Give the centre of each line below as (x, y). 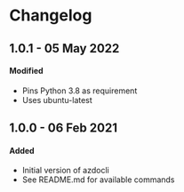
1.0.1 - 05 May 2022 (64, 48)
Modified (26, 71)
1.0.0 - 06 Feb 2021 (64, 128)
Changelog (51, 16)
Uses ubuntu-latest (57, 100)
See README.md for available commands (98, 180)
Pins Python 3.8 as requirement (80, 91)
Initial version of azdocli (65, 171)
